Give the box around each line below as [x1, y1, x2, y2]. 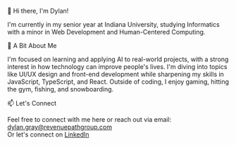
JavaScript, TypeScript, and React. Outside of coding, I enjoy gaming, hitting [7, 77, 230, 86]
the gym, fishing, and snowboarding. [7, 85, 114, 93]
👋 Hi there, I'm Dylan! [7, 7, 69, 15]
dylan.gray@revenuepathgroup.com [7, 123, 113, 131]
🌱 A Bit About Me [7, 42, 58, 49]
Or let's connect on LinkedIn [7, 130, 89, 139]
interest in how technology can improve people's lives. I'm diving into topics [7, 63, 228, 70]
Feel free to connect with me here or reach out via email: [7, 115, 172, 123]
